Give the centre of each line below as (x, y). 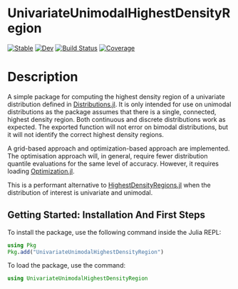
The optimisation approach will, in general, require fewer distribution (108, 156)
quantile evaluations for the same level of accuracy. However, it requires (113, 163)
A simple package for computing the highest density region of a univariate (117, 96)
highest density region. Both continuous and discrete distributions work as (117, 119)
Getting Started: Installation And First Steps (106, 215)
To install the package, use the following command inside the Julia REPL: (114, 232)
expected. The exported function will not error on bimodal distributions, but (118, 127)
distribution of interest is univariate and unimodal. (80, 192)
